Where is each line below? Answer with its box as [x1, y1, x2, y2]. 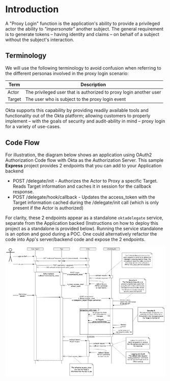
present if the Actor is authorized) [12, 205, 84, 211]
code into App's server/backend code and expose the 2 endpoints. [5, 237, 146, 243]
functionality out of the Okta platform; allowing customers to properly [5, 113, 151, 119]
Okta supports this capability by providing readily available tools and [5, 107, 149, 113]
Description [80, 81, 106, 87]
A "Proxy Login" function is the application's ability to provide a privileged [5, 20, 160, 26]
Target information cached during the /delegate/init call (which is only [12, 199, 159, 206]
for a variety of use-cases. [5, 124, 61, 130]
